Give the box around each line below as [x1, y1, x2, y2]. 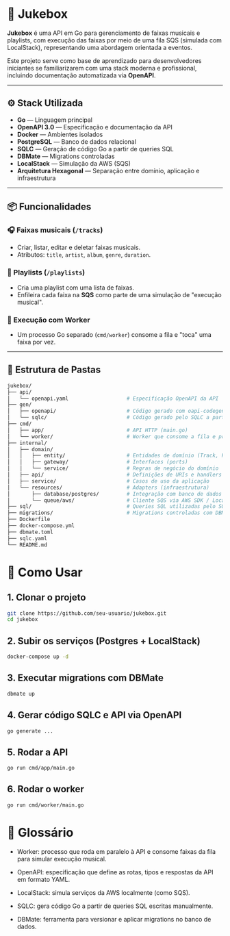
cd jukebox [7, 616, 38, 623]
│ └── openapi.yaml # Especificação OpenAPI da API [7, 395, 219, 402]
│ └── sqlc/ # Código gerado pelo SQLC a [7, 414, 210, 421]
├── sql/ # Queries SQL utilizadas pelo [7, 503, 216, 510]
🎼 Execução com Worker [7, 315, 90, 325]
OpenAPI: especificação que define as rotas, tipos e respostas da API [16, 868, 214, 876]
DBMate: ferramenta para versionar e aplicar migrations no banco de [16, 915, 212, 923]
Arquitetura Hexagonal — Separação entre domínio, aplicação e [16, 166, 200, 175]
